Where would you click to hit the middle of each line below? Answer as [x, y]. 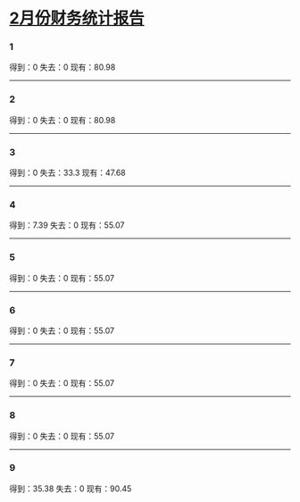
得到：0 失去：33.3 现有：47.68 [68, 173]
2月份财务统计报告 [77, 18]
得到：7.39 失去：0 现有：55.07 [67, 225]
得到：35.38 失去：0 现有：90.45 [71, 489]
